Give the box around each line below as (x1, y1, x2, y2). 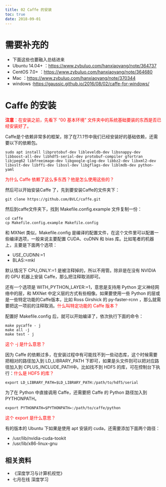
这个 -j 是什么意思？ (5, 341, 46, 347)
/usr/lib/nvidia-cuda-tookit (12, 435, 66, 441)
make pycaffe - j (5, 323, 41, 328)
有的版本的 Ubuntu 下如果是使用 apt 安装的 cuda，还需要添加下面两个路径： (5, 426, 160, 432)
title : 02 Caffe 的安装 (5, 7, 52, 12)
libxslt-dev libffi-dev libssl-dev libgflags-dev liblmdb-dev (5, 163, 136, 168)
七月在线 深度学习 (12, 477, 49, 483)
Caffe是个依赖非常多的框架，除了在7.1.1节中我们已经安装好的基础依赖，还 (5, 134, 154, 140)
